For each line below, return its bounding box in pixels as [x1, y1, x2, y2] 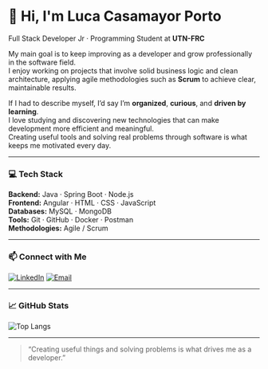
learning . [8, 107, 39, 116]
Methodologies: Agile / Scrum [8, 223, 108, 234]
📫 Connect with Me [8, 251, 87, 262]
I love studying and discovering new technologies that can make [8, 115, 219, 124]
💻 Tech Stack [8, 168, 64, 179]
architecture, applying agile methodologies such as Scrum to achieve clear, [8, 74, 257, 84]
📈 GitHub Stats [8, 300, 69, 312]
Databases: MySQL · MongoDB [8, 206, 112, 216]
